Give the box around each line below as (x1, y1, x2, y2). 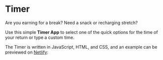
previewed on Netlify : (5, 49, 49, 55)
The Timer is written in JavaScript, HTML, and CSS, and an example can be (5, 44, 158, 50)
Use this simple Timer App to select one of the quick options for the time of (5, 29, 158, 35)
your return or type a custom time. (5, 34, 75, 40)
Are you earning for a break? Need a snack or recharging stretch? (5, 20, 138, 26)
